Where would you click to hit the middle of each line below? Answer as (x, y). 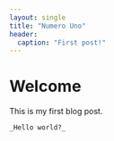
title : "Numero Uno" (48, 26)
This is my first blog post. (56, 112)
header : (24, 34)
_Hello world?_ (38, 128)
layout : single (38, 17)
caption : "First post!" (61, 42)
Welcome (45, 87)
